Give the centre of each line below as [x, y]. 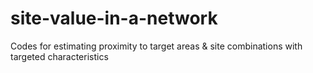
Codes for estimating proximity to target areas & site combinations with [156, 46]
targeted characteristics [59, 56]
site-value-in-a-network [114, 18]
